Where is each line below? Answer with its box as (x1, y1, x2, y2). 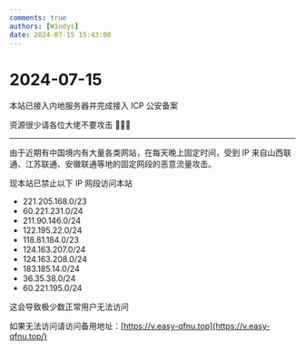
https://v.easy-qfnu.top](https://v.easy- (123, 321, 271, 332)
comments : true (9, 13, 67, 23)
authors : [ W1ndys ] (9, 22, 79, 31)
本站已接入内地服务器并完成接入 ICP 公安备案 (9, 101, 179, 112)
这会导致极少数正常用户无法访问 (9, 301, 129, 313)
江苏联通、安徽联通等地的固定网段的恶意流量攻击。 (25, 159, 216, 170)
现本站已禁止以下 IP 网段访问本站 (9, 178, 133, 189)
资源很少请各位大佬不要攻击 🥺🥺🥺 (9, 120, 132, 131)
